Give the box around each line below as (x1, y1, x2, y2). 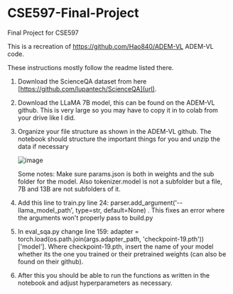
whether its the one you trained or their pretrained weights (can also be (17, 249, 227, 258)
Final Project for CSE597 (7, 28, 80, 37)
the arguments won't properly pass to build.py (17, 213, 153, 222)
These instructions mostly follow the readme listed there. (7, 63, 174, 72)
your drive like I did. (17, 113, 76, 122)
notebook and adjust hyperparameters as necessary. (17, 278, 173, 287)
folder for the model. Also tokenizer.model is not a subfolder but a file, (17, 177, 222, 186)
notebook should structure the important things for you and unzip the (17, 135, 221, 143)
